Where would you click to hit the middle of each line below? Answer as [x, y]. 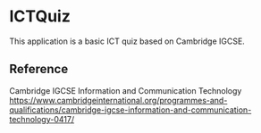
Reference [39, 69]
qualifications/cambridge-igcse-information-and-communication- [130, 110]
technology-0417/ [42, 119]
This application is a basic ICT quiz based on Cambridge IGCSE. [127, 41]
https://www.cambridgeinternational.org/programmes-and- [118, 100]
